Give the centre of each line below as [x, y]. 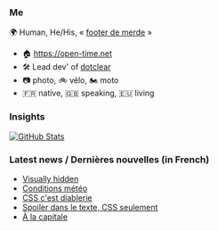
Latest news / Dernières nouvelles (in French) [109, 160]
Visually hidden [50, 178]
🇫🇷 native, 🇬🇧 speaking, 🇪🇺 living [88, 93]
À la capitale [45, 217]
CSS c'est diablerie [57, 197]
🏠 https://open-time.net [67, 54]
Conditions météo [55, 188]
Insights [27, 117]
